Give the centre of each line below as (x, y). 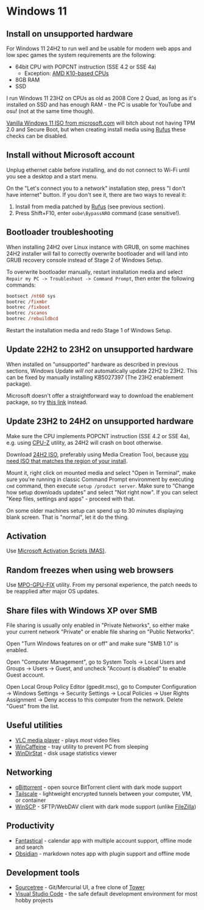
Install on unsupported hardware (70, 34)
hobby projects (34, 900)
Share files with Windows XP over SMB (82, 610)
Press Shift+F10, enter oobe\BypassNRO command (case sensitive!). (98, 213)
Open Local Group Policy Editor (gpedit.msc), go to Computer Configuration (101, 687)
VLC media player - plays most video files (67, 740)
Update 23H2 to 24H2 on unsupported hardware (100, 421)
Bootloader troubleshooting (60, 233)
